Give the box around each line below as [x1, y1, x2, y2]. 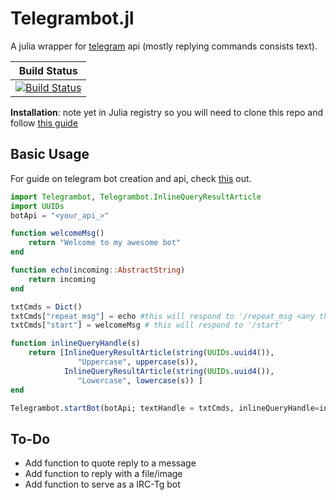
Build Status [18, 63, 78, 77]
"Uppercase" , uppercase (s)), [77, 357, 199, 367]
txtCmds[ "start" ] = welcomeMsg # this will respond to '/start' [10, 320, 284, 331]
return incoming [28, 274, 97, 284]
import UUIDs [10, 201, 65, 211]
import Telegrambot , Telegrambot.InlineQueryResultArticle [10, 192, 262, 202]
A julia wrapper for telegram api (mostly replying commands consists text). [10, 40, 318, 52]
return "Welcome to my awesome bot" [28, 238, 182, 248]
